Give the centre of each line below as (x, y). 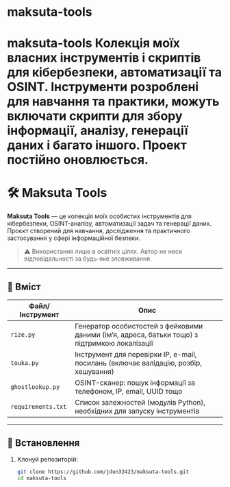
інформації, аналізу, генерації (98, 131)
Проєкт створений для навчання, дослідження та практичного (99, 231)
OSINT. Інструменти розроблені (103, 87)
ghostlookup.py (35, 387)
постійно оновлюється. (78, 160)
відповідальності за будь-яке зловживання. (88, 259)
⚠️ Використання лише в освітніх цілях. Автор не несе (103, 252)
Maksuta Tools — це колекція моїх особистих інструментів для (99, 216)
